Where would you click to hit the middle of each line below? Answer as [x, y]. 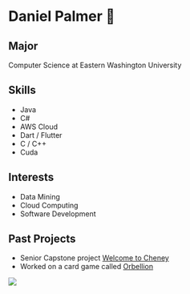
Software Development [58, 213]
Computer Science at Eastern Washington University [95, 65]
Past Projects [42, 239]
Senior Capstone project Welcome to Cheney [95, 258]
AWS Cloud [39, 127]
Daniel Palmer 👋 [62, 16]
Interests [31, 177]
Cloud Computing [49, 205]
